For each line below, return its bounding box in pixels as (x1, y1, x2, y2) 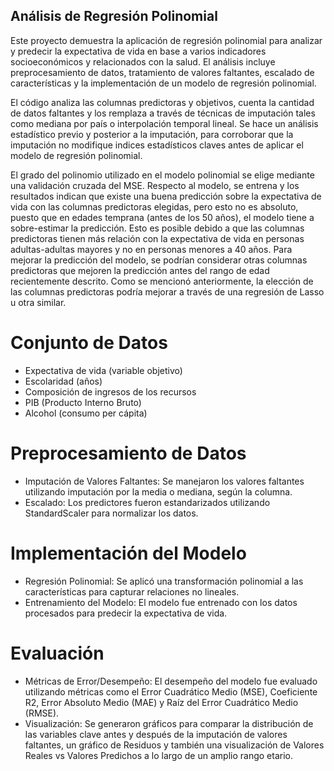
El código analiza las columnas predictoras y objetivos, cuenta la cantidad (10, 96, 315, 108)
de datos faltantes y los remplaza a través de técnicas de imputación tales (10, 107, 316, 119)
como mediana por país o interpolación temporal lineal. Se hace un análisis (10, 117, 319, 129)
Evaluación (10, 642, 105, 664)
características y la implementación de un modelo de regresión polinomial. (10, 77, 317, 89)
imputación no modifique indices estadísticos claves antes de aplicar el (10, 139, 304, 151)
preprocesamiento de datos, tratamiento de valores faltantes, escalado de (10, 66, 315, 78)
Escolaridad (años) (24, 375, 103, 387)
